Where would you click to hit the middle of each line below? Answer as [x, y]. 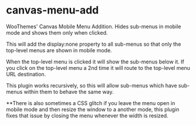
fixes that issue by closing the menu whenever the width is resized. [87, 116]
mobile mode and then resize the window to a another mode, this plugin [93, 109]
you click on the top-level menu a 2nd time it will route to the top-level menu [98, 67]
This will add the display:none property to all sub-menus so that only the [94, 44]
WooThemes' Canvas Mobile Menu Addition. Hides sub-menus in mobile [94, 26]
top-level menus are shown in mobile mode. [59, 50]
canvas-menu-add [53, 10]
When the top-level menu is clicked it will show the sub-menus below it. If [95, 62]
